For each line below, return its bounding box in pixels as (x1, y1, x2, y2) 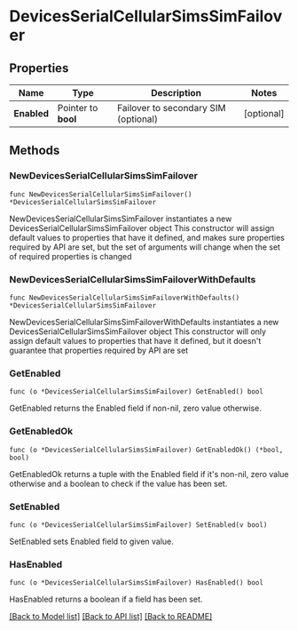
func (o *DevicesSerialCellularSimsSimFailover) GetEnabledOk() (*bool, (9, 445, 284, 454)
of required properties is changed (9, 251, 132, 261)
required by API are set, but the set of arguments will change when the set (9, 242, 281, 252)
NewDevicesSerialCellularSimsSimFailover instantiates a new (9, 213, 232, 224)
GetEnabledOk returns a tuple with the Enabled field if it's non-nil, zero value (9, 468, 289, 479)
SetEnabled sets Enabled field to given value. (9, 536, 175, 546)
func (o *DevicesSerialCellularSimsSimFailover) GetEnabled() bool (9, 387, 264, 396)
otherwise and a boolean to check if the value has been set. (9, 478, 228, 489)
